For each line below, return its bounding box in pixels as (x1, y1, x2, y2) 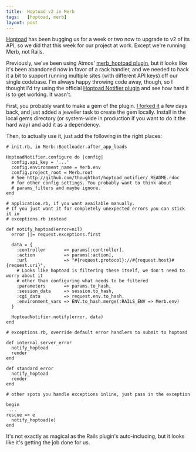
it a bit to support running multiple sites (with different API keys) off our (6, 72, 178, 80)
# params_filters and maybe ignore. (11, 185, 101, 192)
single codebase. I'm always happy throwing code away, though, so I (6, 78, 173, 85)
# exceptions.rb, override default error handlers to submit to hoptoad (6, 329, 188, 336)
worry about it (6, 273, 43, 279)
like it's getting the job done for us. (6, 439, 90, 446)
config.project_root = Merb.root (11, 170, 93, 176)
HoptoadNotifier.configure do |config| (6, 154, 104, 160)
